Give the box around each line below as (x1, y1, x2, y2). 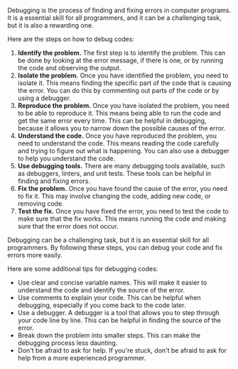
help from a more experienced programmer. (17, 354, 146, 362)
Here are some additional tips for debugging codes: (7, 265, 158, 272)
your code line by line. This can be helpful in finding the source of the (17, 316, 222, 324)
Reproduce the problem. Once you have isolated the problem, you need (17, 101, 229, 109)
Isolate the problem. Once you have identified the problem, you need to (17, 71, 229, 79)
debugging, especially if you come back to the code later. (17, 301, 186, 309)
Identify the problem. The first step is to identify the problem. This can (17, 49, 226, 57)
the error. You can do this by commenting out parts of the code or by (17, 87, 220, 94)
